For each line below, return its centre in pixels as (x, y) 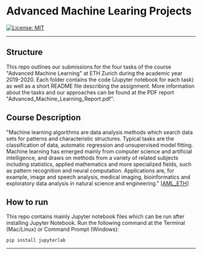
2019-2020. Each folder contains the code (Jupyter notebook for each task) (100, 79)
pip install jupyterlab (36, 241)
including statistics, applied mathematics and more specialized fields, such (99, 164)
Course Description (44, 118)
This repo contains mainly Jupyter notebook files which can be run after (95, 217)
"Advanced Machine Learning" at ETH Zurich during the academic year (94, 73)
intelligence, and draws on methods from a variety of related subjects (92, 158)
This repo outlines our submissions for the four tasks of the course (89, 67)
